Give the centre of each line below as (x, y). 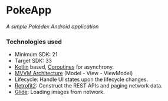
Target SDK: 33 (33, 61)
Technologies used (34, 42)
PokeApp (29, 10)
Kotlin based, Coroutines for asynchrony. (64, 67)
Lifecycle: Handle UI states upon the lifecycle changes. (81, 79)
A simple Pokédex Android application (52, 26)
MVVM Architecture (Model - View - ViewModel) (74, 73)
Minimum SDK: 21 (36, 55)
